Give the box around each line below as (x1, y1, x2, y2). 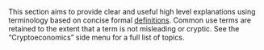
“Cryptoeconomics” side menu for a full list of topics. (8, 32, 185, 42)
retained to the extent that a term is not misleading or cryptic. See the (8, 24, 240, 33)
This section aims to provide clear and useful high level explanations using (8, 7, 256, 16)
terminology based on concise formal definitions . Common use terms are (8, 15, 252, 25)
